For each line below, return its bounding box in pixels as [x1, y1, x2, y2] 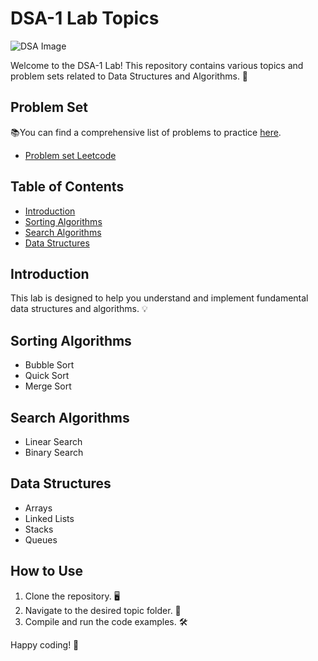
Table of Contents [10, 178, 125, 196]
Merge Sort [24, 380, 72, 392]
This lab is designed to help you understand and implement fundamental [10, 292, 309, 304]
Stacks [24, 523, 54, 535]
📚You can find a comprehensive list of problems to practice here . [10, 126, 282, 138]
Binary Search [24, 447, 84, 458]
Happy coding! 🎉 [10, 638, 80, 651]
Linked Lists [24, 512, 75, 524]
